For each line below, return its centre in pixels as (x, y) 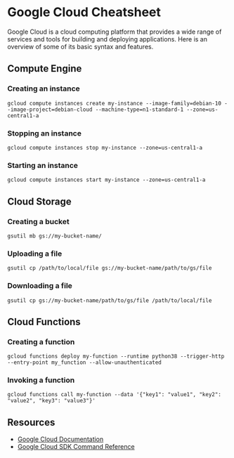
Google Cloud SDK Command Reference (76, 447)
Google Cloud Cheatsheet (84, 12)
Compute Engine (45, 68)
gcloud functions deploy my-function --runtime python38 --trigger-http (116, 356)
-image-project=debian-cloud (50, 110)
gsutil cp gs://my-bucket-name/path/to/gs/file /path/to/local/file (110, 300)
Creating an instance (44, 89)
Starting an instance (43, 165)
